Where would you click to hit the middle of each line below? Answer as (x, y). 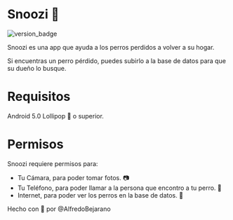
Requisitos (39, 97)
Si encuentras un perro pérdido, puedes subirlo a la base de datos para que (117, 61)
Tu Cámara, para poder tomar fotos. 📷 (73, 177)
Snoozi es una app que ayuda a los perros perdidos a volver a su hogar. (111, 47)
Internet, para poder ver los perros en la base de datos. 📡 (100, 195)
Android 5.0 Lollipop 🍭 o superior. (55, 116)
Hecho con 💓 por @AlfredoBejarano (59, 209)
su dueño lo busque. (37, 68)
